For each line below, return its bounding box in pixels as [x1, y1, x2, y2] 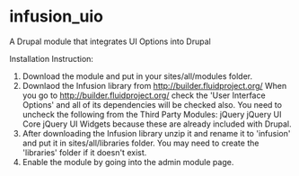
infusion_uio [9, 6, 103, 27]
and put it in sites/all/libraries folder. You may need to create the [22, 137, 259, 148]
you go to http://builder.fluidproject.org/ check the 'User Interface [22, 90, 267, 101]
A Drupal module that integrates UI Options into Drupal [9, 36, 211, 47]
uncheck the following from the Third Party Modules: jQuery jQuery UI [22, 109, 282, 119]
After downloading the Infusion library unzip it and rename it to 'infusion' [22, 128, 291, 138]
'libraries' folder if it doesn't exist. [22, 146, 147, 158]
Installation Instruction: [9, 53, 94, 64]
